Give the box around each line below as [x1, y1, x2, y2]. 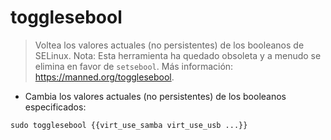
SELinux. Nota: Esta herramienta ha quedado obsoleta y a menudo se [34, 49, 322, 61]
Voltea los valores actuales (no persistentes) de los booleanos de [34, 39, 305, 51]
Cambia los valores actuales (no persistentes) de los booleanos [24, 90, 287, 102]
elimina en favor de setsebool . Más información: [34, 60, 234, 72]
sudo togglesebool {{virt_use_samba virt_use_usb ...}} [10, 120, 248, 130]
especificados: [24, 101, 87, 113]
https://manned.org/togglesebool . [34, 71, 175, 83]
